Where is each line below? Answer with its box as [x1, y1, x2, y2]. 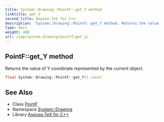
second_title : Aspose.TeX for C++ [5, 16, 76, 21]
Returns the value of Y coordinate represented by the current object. [5, 65, 144, 71]
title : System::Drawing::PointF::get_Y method [5, 7, 102, 12]
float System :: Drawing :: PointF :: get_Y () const [5, 75, 102, 80]
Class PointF [12, 101, 38, 107]
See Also [5, 88, 33, 97]
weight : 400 [5, 30, 29, 35]
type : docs [5, 25, 27, 30]
